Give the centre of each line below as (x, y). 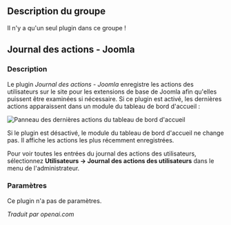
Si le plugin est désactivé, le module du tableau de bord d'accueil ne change (115, 133)
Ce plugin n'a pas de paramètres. (54, 201)
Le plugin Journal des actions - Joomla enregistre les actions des (101, 84)
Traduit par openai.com (41, 214)
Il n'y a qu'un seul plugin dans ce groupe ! (67, 28)
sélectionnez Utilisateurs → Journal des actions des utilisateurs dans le (111, 160)
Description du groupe (56, 11)
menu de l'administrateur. (43, 168)
